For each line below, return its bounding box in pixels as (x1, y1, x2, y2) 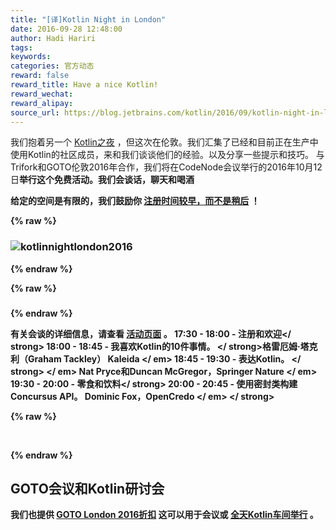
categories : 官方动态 (10, 61, 95, 71)
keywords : (10, 52, 52, 62)
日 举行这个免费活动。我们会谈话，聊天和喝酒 (10, 174, 195, 186)
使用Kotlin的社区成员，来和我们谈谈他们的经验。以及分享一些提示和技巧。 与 (10, 149, 325, 161)
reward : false (10, 71, 70, 81)
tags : (10, 42, 33, 53)
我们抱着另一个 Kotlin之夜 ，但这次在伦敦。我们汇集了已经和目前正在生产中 (10, 136, 319, 148)
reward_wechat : (10, 89, 74, 99)
